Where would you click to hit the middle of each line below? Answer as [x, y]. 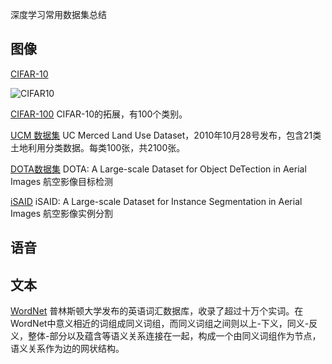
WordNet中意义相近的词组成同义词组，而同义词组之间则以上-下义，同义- [160, 324]
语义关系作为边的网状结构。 [67, 349]
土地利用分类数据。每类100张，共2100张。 [98, 147]
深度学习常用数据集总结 [58, 14]
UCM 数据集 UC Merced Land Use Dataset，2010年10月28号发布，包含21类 [166, 135]
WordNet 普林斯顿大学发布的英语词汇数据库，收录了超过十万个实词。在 [157, 311]
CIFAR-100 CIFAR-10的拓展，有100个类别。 [99, 114]
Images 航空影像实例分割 [61, 213]
